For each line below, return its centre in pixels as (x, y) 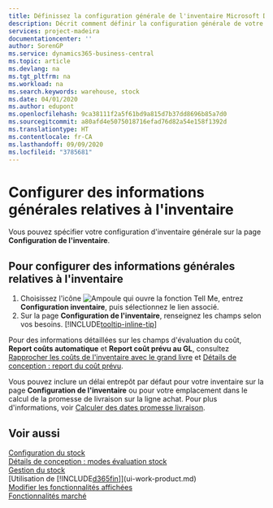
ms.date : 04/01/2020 (43, 99)
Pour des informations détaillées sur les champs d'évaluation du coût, (125, 340)
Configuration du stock (47, 453)
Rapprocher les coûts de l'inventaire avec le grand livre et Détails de (123, 358)
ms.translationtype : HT (49, 129)
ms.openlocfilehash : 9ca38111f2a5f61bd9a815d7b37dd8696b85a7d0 (118, 115)
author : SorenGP (36, 46)
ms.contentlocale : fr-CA (50, 137)
